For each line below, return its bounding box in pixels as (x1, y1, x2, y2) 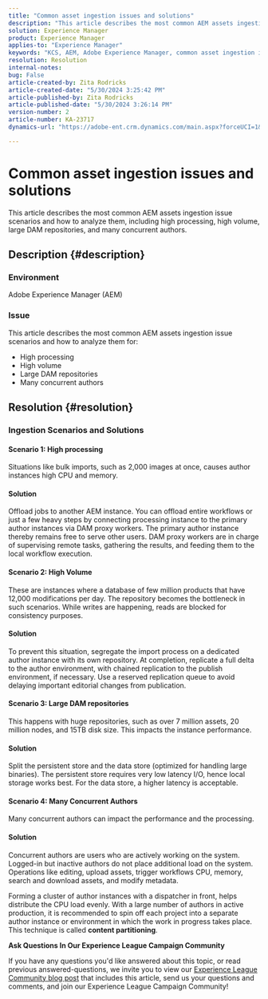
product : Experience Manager (8, 34, 105, 42)
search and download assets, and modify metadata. (8, 875, 179, 885)
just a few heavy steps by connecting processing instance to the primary (8, 515, 247, 525)
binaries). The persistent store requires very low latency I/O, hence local (8, 770, 246, 779)
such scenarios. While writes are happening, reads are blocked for (8, 602, 227, 612)
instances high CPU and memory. (8, 470, 118, 480)
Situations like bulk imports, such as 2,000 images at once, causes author (8, 462, 251, 472)
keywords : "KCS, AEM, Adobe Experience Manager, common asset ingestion (8, 49, 255, 57)
